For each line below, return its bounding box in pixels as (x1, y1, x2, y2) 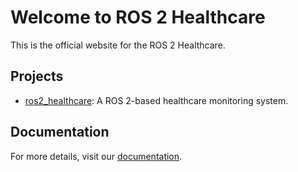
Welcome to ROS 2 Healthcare (10, 6, 266, 29)
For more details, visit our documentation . (10, 150, 183, 162)
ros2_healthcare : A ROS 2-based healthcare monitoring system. (24, 94, 289, 106)
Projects (10, 68, 64, 85)
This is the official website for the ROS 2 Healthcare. (10, 39, 226, 51)
